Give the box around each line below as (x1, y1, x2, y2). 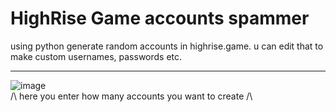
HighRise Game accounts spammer (10, 7, 310, 30)
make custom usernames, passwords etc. (10, 50, 183, 62)
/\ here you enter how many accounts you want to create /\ (10, 90, 253, 102)
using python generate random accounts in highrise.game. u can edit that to (10, 40, 324, 52)
